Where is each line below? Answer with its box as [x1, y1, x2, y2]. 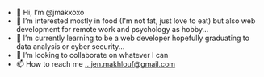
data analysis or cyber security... [15, 42, 125, 51]
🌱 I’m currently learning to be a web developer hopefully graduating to [15, 33, 250, 43]
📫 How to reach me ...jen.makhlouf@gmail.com [15, 59, 176, 68]
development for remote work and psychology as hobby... [15, 25, 209, 34]
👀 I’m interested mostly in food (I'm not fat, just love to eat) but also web [15, 16, 256, 26]
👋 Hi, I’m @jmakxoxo [15, 8, 85, 17]
